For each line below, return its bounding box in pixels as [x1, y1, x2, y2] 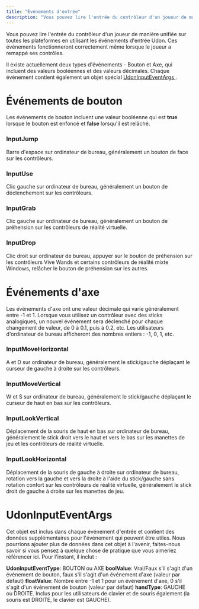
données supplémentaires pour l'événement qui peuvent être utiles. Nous [6, 534, 185, 541]
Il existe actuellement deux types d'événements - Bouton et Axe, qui [6, 60, 173, 68]
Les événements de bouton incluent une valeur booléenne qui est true [6, 114, 178, 121]
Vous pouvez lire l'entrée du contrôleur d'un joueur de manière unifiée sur [6, 30, 187, 37]
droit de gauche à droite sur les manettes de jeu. [6, 487, 124, 495]
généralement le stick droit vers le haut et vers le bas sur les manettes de [6, 434, 185, 441]
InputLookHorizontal [6, 455, 67, 463]
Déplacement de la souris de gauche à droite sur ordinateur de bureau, [6, 468, 179, 476]
